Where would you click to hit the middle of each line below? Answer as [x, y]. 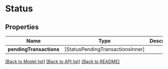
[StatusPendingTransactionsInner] [104, 49]
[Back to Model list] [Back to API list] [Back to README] [62, 62]
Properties [22, 27]
